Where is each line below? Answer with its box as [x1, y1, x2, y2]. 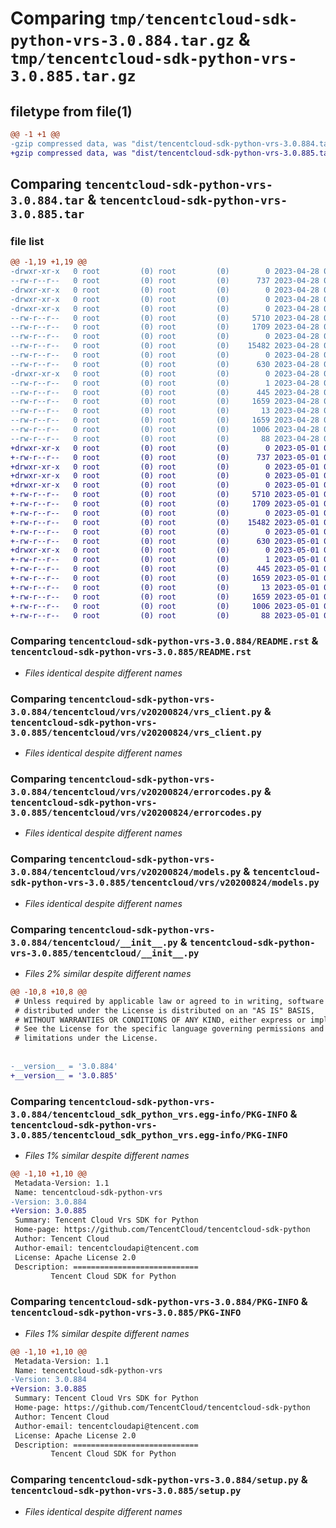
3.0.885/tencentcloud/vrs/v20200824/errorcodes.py [10, 807, 262, 818]
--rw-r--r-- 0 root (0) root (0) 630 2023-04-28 [10, 359, 320, 369]
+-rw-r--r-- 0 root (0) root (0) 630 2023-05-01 [10, 536, 320, 546]
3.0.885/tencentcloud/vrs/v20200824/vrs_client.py [10, 727, 262, 738]
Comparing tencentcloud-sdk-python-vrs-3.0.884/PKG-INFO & [10, 1295, 308, 1309]
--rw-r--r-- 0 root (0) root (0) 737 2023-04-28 [10, 276, 320, 286]
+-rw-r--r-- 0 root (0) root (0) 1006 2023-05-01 [10, 601, 320, 611]
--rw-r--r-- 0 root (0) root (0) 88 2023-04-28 [10, 433, 320, 444]
